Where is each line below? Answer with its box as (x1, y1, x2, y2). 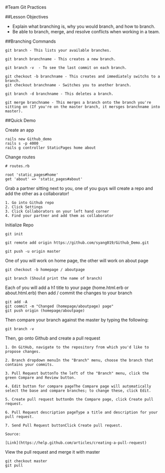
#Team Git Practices (5, 4, 47, 10)
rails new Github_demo (5, 136, 52, 141)
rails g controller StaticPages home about (5, 145, 96, 150)
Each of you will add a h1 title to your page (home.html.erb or (5, 285, 129, 290)
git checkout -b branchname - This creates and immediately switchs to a (5, 74, 161, 79)
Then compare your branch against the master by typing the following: (5, 317, 149, 323)
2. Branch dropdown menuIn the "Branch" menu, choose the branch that (5, 358, 154, 363)
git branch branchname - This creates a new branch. (5, 57, 116, 62)
